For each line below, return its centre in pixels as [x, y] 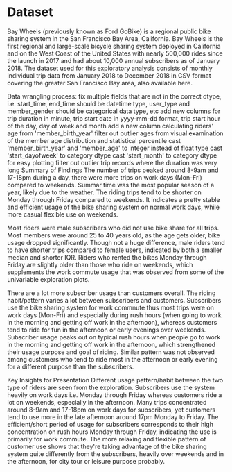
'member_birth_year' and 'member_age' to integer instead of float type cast [115, 148]
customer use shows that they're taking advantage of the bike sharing [107, 446]
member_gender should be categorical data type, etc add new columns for [114, 111]
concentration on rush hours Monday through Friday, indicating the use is [112, 432]
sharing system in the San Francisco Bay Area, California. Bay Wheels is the [115, 38]
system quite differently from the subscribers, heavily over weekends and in [116, 454]
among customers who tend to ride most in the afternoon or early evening [113, 359]
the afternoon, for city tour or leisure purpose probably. [86, 461]
